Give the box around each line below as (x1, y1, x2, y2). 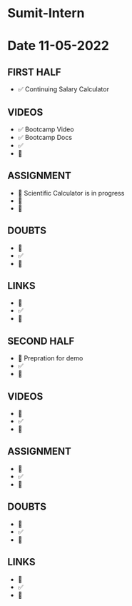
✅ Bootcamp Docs (17, 133, 73, 141)
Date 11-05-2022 (7, 38, 109, 54)
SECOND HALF (7, 335, 75, 347)
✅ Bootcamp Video (17, 125, 74, 133)
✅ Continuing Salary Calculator (17, 85, 109, 94)
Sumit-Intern (7, 5, 85, 21)
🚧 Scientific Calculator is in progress (17, 188, 125, 197)
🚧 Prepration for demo (17, 354, 83, 363)
